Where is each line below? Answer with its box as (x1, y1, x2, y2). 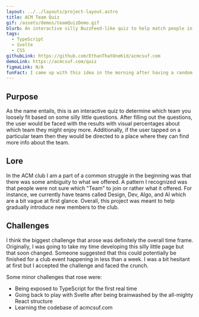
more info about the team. (6, 139, 70, 146)
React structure (14, 297, 53, 305)
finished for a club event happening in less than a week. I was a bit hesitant (6, 255, 190, 262)
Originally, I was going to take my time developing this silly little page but (6, 243, 184, 250)
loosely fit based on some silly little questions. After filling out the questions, (6, 114, 193, 121)
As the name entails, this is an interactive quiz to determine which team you (6, 108, 191, 115)
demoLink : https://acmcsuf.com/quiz (6, 58, 97, 64)
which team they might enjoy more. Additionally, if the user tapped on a (6, 126, 181, 134)
